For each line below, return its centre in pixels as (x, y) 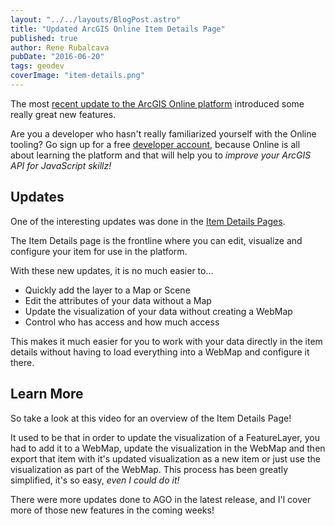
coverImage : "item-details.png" (77, 76)
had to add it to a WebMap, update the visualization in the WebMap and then (168, 448)
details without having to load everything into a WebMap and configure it (160, 352)
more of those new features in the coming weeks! (112, 510)
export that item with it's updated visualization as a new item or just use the (165, 458)
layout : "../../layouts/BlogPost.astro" (96, 19)
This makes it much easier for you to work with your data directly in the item (166, 341)
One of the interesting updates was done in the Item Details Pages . (148, 221)
